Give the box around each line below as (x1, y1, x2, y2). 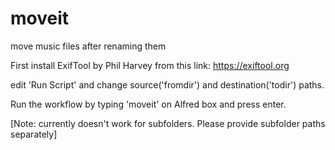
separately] (10, 128, 58, 140)
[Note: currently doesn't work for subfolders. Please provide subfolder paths (10, 117, 326, 129)
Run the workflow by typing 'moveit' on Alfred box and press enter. (10, 98, 287, 110)
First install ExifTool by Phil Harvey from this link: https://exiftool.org (10, 59, 290, 71)
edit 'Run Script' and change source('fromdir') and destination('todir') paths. (10, 78, 325, 91)
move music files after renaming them (10, 40, 167, 52)
